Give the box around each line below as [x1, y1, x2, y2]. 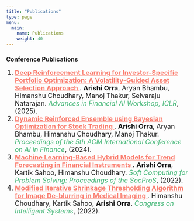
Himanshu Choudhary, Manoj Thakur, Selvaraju [14, 91, 161, 100]
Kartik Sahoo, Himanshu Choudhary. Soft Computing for [14, 168, 188, 177]
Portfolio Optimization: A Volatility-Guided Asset [14, 76, 169, 85]
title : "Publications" [6, 8, 61, 15]
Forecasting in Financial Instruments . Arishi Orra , [14, 161, 174, 169]
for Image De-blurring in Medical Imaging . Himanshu [14, 192, 183, 200]
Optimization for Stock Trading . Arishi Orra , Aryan [14, 123, 175, 131]
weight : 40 [16, 36, 43, 42]
